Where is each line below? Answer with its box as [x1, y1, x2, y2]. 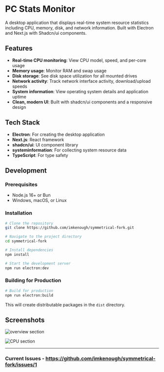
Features [5, 44, 33, 52]
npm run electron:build [5, 293, 54, 298]
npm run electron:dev [5, 266, 49, 271]
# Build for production [5, 288, 54, 293]
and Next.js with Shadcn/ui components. [5, 30, 87, 36]
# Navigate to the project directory [5, 234, 82, 239]
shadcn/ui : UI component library [12, 142, 78, 148]
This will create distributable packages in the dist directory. [5, 301, 125, 307]
